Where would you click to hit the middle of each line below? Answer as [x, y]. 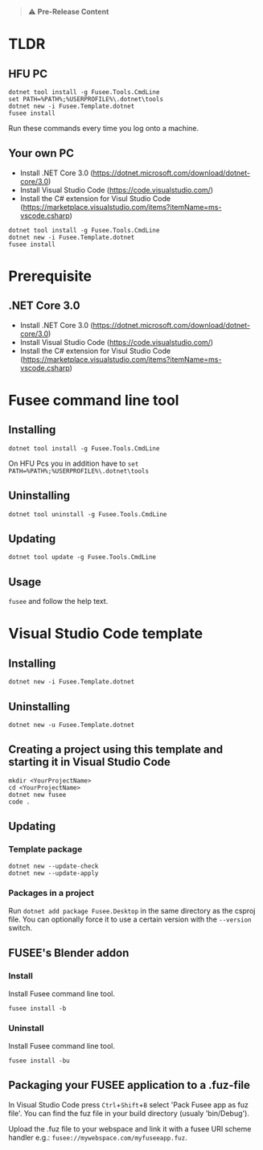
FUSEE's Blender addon [69, 953]
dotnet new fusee [37, 795]
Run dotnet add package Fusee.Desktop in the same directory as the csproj [132, 910]
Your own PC [41, 153]
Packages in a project [51, 893]
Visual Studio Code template [106, 634]
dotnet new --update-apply [53, 873]
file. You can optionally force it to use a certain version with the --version [130, 919]
